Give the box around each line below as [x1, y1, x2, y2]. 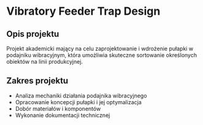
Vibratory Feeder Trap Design [6, 4, 161, 18]
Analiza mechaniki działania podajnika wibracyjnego [15, 92, 147, 99]
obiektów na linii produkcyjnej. [6, 58, 83, 65]
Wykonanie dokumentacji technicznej [15, 112, 110, 119]
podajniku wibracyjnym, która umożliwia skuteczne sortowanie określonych [6, 51, 197, 59]
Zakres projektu [6, 75, 69, 86]
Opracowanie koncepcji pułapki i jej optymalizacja [15, 98, 142, 105]
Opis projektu [6, 29, 59, 39]
